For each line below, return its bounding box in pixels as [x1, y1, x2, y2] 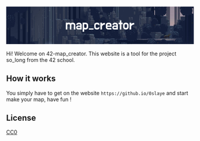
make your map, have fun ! [6, 96, 72, 103]
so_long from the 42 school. [6, 56, 76, 63]
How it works [6, 74, 56, 84]
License [6, 113, 36, 123]
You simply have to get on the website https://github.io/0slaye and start [6, 89, 189, 96]
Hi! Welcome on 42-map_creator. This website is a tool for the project [6, 50, 177, 57]
